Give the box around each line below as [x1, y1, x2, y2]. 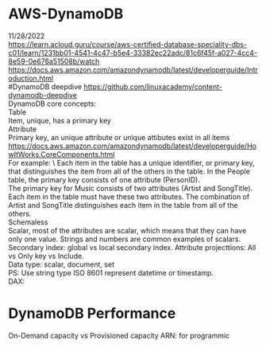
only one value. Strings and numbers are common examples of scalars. [8, 234, 241, 244]
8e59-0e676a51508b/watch [8, 57, 100, 66]
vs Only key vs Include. [8, 251, 85, 260]
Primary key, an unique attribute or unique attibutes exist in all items [8, 132, 230, 142]
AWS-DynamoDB [8, 5, 124, 23]
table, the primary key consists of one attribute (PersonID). [8, 174, 200, 184]
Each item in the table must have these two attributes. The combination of [8, 192, 250, 201]
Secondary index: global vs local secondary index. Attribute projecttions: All [8, 242, 256, 252]
